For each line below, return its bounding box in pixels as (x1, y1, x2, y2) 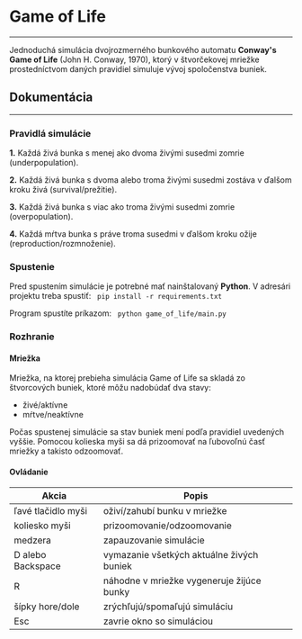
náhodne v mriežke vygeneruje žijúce (102, 574, 262, 587)
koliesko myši (13, 519, 71, 532)
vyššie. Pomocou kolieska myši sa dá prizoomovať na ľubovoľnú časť (9, 436, 265, 447)
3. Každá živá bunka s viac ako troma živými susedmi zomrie (9, 202, 235, 212)
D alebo (13, 548, 47, 561)
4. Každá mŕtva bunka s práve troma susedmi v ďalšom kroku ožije (9, 229, 258, 239)
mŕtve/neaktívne (22, 409, 84, 420)
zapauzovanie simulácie (102, 534, 205, 546)
